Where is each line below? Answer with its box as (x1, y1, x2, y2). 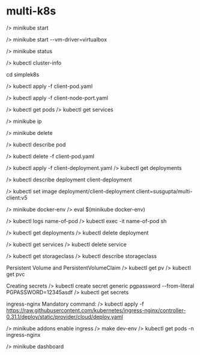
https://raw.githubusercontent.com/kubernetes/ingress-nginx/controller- (6, 306, 186, 314)
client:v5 (6, 194, 28, 201)
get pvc (6, 270, 25, 278)
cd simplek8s (6, 71, 40, 78)
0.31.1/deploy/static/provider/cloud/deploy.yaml (6, 313, 123, 320)
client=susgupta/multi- (136, 187, 193, 195)
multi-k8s (6, 4, 56, 18)
